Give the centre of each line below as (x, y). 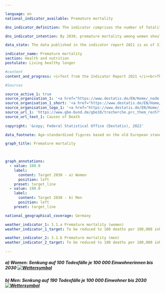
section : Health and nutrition (37, 59)
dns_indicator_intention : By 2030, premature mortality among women (77, 36)
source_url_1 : (20, 112)
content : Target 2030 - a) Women (52, 175)
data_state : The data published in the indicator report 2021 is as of (80, 45)
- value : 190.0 (25, 189)
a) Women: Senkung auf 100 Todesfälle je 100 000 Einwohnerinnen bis (79, 263)
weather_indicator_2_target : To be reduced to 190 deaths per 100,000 (79, 243)
